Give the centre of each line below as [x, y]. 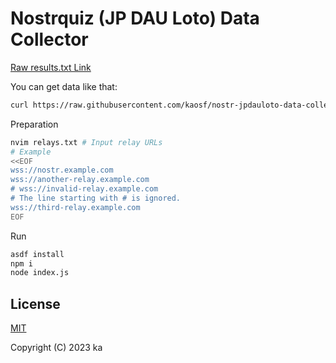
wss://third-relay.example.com [75, 207]
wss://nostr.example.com [62, 170]
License [35, 303]
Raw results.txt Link [51, 67]
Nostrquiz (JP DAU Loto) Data [135, 18]
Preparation [34, 124]
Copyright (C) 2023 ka [56, 348]
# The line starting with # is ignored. [96, 198]
